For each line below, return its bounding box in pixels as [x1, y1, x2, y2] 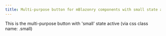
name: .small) [5, 25, 33, 32]
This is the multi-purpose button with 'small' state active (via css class [5, 20, 148, 26]
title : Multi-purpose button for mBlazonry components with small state [5, 7, 158, 12]
